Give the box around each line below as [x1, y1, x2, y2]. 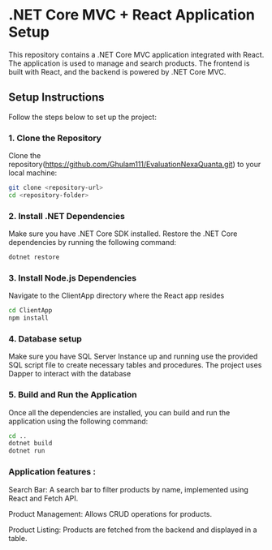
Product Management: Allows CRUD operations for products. [8, 509, 213, 518]
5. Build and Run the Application [8, 389, 138, 401]
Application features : [8, 466, 96, 478]
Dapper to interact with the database [8, 369, 132, 379]
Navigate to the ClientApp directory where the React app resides [8, 290, 225, 301]
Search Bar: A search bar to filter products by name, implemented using [8, 484, 249, 494]
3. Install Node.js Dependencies [8, 272, 136, 283]
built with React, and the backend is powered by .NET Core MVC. [8, 67, 227, 76]
